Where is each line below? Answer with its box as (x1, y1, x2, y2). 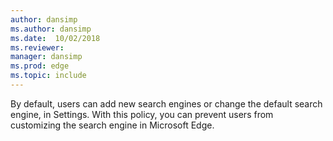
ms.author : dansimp (10, 24, 92, 34)
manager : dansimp (10, 52, 83, 62)
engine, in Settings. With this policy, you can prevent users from (10, 108, 274, 120)
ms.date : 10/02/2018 (10, 33, 101, 43)
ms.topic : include (10, 71, 87, 81)
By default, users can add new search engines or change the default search (10, 97, 323, 110)
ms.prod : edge (10, 61, 70, 71)
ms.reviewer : (10, 42, 65, 53)
